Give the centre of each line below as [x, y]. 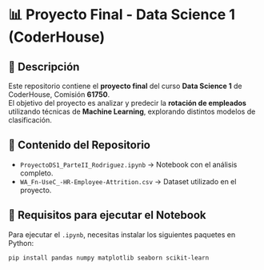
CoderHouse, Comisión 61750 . [59, 95]
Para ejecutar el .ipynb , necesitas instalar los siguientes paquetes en [122, 234]
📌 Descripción [44, 67]
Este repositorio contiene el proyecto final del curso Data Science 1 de [125, 86]
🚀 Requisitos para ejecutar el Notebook [107, 215]
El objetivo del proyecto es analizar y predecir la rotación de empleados [127, 103]
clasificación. [30, 120]
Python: [21, 243]
